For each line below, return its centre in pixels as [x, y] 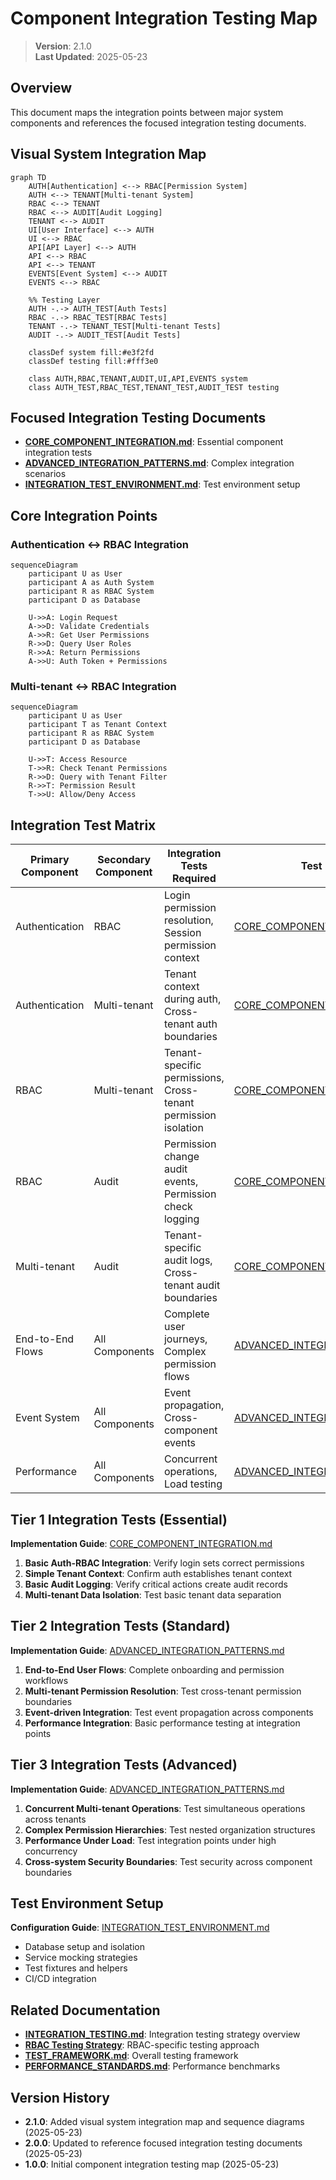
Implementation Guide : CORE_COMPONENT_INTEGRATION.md [141, 1543]
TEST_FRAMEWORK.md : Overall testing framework [131, 2056]
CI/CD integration [60, 1979]
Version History [60, 2097]
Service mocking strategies [81, 1958]
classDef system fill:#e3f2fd [91, 352]
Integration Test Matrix [83, 825]
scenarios [45, 474]
